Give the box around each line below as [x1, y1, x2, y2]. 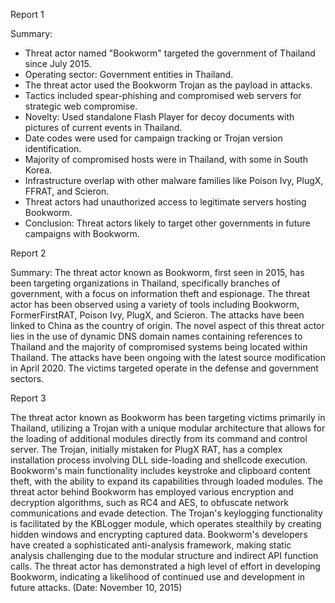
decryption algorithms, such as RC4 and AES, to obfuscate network [10, 497, 289, 508]
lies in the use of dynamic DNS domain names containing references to [10, 330, 303, 342]
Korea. [24, 164, 53, 176]
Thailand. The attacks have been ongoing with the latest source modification [10, 352, 326, 363]
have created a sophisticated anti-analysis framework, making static [10, 539, 292, 551]
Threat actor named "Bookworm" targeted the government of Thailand [24, 47, 316, 59]
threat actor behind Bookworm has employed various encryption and [10, 486, 294, 498]
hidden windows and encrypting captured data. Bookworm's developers [10, 529, 308, 540]
